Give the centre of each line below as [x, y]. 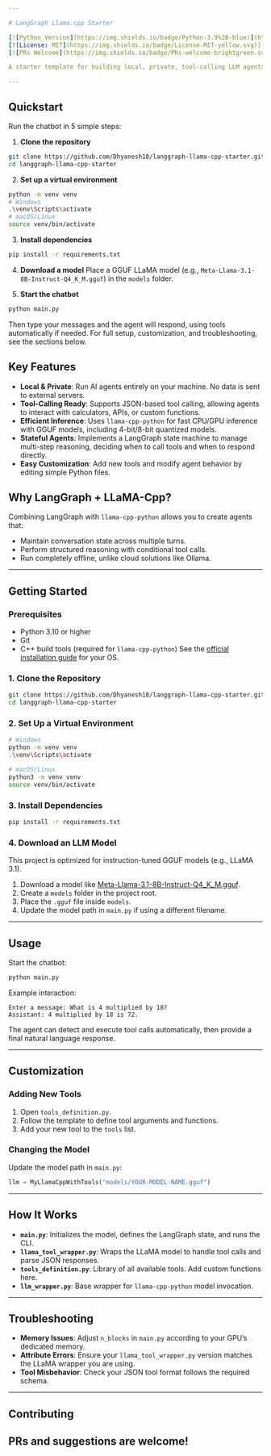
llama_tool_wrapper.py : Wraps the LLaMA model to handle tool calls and [140, 1251]
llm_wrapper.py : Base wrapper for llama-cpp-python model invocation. [137, 1286]
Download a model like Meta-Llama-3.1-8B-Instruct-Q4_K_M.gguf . [130, 885]
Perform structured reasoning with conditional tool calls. [113, 550]
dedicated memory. [52, 1347]
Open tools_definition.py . [65, 1111]
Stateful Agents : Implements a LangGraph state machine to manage [133, 437]
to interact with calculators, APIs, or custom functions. [110, 412]
